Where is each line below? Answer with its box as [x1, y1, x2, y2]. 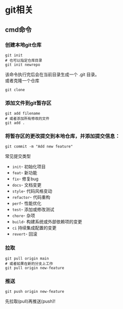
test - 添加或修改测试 [12, 207, 55, 213]
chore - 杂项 [12, 213, 35, 218]
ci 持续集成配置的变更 [12, 225, 57, 231]
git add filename [5, 111, 41, 116]
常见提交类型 [5, 153, 31, 159]
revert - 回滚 [12, 231, 38, 237]
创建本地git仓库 [5, 41, 41, 48]
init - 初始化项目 [12, 164, 46, 169]
